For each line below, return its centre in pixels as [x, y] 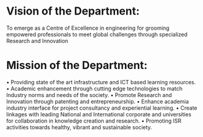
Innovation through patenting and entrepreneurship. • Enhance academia [98, 101]
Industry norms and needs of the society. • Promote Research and [89, 95]
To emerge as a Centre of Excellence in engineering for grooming [88, 28]
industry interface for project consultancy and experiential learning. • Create [102, 108]
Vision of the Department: [73, 11]
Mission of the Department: [77, 65]
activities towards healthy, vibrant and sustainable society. [79, 127]
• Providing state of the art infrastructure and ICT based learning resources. [101, 82]
